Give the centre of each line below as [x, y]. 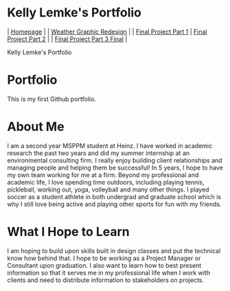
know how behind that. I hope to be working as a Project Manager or [104, 258]
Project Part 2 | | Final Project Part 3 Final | [67, 38]
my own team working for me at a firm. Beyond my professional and [103, 175]
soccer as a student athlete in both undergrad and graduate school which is [114, 196]
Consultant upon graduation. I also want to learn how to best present [104, 265]
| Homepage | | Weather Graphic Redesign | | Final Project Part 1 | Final [107, 32]
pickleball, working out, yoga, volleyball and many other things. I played [108, 189]
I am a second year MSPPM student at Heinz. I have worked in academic [110, 145]
